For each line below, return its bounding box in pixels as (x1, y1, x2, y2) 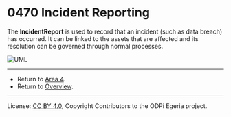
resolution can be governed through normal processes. (7, 42, 164, 50)
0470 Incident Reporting (7, 5, 150, 21)
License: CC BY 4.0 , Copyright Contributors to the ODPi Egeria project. (7, 101, 208, 110)
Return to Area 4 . (16, 75, 66, 83)
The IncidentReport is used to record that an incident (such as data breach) (7, 27, 223, 36)
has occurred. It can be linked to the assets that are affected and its (7, 34, 199, 42)
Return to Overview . (16, 82, 74, 90)
